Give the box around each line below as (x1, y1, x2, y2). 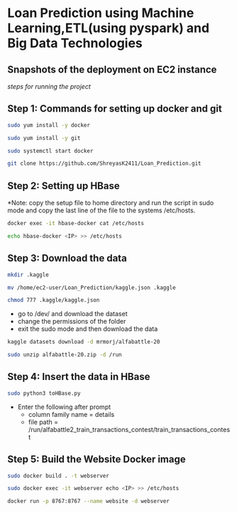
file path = (28, 418, 59, 426)
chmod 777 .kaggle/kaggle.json (7, 297, 100, 304)
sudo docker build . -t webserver (7, 472, 110, 479)
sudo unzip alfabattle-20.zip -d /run (7, 352, 122, 359)
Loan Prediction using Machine (7, 5, 194, 21)
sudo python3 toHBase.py (7, 389, 81, 397)
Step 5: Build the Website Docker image (7, 453, 186, 466)
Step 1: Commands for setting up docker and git (7, 103, 222, 115)
